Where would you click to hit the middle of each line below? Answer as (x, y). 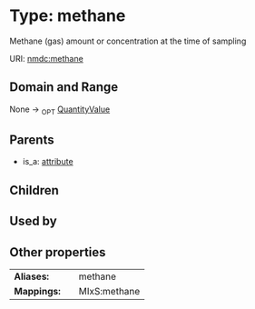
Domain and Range (64, 87)
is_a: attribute (48, 162)
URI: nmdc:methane (46, 58)
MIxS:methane (109, 291)
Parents (32, 140)
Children (34, 190)
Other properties (58, 252)
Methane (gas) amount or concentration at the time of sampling (128, 41)
